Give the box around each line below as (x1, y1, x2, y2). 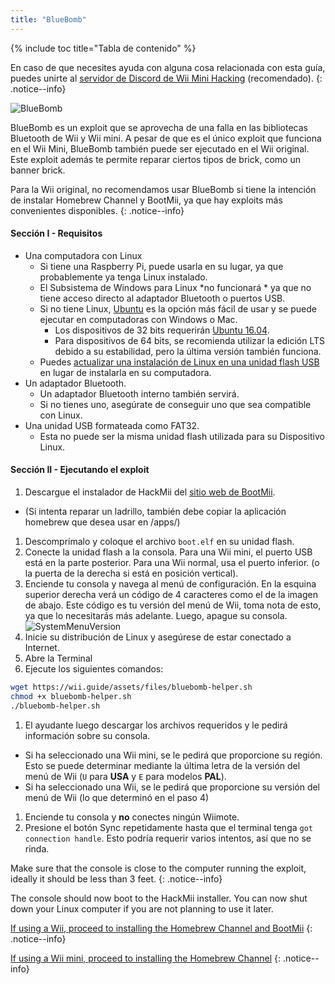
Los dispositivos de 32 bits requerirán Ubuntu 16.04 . (54, 324, 270, 336)
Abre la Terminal (24, 652, 93, 665)
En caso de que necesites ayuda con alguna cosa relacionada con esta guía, (10, 61, 326, 73)
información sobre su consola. (24, 729, 151, 741)
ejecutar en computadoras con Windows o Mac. (39, 313, 238, 325)
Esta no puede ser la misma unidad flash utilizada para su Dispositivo (39, 430, 325, 442)
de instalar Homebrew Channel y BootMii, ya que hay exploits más (10, 194, 283, 206)
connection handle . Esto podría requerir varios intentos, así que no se (24, 832, 312, 844)
